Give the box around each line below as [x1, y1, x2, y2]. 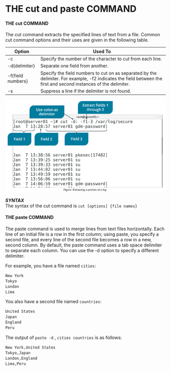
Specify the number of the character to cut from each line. [40, 56, 162, 62]
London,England [5, 356, 38, 361]
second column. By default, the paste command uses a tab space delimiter [5, 242, 162, 248]
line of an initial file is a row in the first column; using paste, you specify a [5, 231, 159, 237]
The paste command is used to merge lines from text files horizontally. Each [5, 226, 164, 232]
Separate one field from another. [40, 63, 109, 69]
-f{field [7, 72, 23, 79]
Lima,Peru [5, 361, 26, 366]
